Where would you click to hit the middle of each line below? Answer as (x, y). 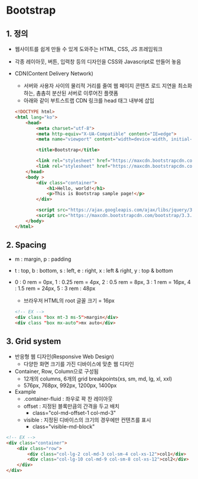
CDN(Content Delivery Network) (54, 74)
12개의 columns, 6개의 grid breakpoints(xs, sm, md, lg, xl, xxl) (98, 379)
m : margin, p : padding (43, 259)
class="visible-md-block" (64, 426)
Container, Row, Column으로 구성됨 (56, 371)
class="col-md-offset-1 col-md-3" (74, 413)
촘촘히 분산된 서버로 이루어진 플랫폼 (77, 93)
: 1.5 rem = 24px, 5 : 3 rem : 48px (55, 289)
